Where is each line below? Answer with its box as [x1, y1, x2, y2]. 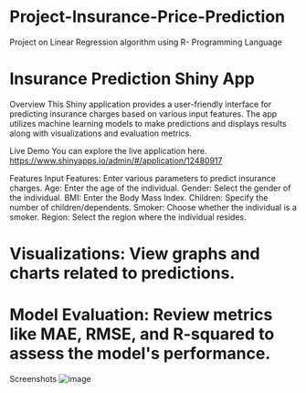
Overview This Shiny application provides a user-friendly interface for [9, 98, 272, 109]
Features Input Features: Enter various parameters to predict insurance [9, 172, 277, 183]
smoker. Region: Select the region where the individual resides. [9, 212, 247, 222]
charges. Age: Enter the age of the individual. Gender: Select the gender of [9, 182, 291, 193]
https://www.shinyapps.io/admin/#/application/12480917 [9, 155, 223, 166]
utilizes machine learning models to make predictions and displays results [9, 118, 287, 129]
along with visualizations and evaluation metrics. [9, 128, 192, 139]
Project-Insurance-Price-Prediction [9, 6, 286, 27]
